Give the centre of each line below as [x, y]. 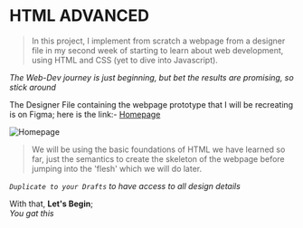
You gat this [32, 213]
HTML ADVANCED [80, 16]
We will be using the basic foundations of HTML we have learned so [158, 149]
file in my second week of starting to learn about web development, [157, 50]
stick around [33, 87]
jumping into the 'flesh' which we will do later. [117, 168]
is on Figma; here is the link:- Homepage [85, 114]
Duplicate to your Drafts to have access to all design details [125, 185]
